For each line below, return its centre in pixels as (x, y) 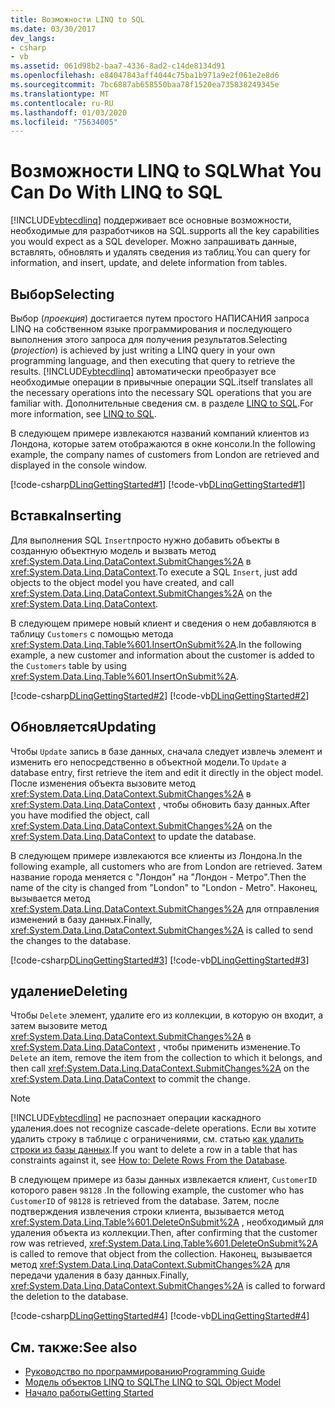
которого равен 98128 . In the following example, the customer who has (157, 1190)
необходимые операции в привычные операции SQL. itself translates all (161, 382)
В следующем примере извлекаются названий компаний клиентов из (160, 433)
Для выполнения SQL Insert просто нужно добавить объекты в (145, 540)
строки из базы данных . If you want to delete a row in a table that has (154, 1150)
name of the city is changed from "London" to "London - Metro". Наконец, (164, 887)
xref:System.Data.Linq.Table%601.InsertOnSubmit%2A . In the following (156, 644)
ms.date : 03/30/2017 (53, 29)
